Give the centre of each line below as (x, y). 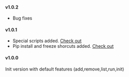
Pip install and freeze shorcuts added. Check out (63, 46)
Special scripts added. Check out (47, 41)
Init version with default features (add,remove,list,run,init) (65, 69)
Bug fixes (22, 18)
